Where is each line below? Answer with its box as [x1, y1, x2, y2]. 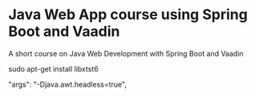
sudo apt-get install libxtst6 [8, 64, 99, 73]
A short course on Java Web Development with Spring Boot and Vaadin [8, 48, 244, 58]
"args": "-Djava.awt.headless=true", [8, 80, 127, 89]
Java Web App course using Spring [8, 6, 249, 24]
